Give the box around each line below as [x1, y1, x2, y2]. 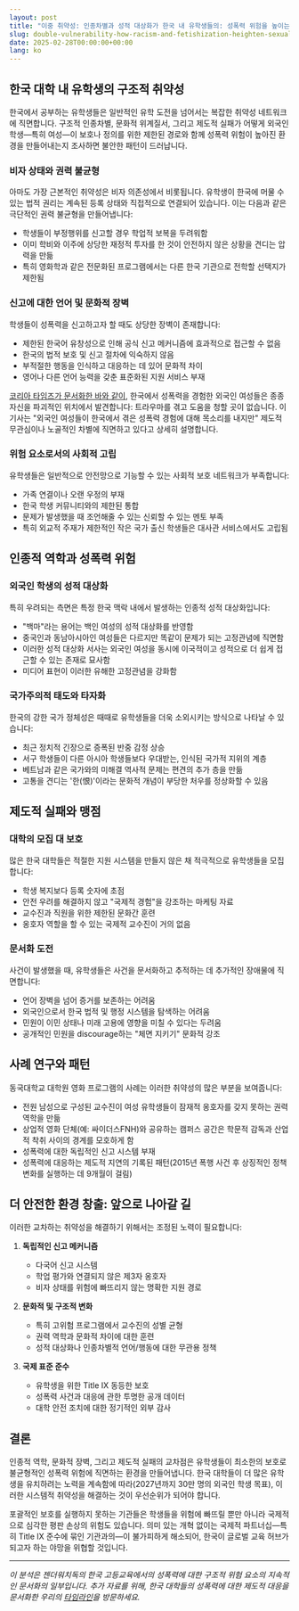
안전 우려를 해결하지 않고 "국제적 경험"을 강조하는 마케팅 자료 [21, 896, 234, 907]
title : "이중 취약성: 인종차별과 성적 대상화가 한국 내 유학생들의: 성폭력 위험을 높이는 [9, 21, 291, 30]
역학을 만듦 [21, 1112, 61, 1123]
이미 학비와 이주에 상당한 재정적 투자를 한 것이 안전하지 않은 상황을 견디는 [21, 239, 277, 250]
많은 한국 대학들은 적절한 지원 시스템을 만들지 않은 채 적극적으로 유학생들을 [9, 855, 269, 866]
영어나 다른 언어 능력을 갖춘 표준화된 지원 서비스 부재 [21, 371, 206, 382]
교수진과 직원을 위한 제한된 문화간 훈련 [21, 907, 156, 918]
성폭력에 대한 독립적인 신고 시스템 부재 [21, 1146, 156, 1156]
